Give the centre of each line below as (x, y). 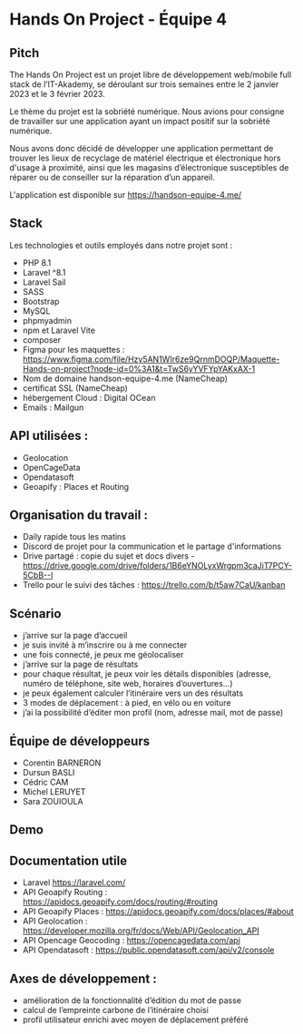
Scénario (35, 614)
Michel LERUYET (54, 792)
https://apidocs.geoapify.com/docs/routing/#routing (120, 902)
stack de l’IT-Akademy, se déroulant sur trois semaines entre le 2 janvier (144, 84)
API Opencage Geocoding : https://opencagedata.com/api (131, 941)
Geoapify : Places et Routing (76, 486)
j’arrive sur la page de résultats (80, 664)
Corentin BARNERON (62, 763)
